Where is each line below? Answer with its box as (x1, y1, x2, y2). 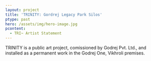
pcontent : (5, 26, 26, 31)
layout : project (5, 7, 39, 13)
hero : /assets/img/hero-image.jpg (5, 21, 78, 27)
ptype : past (5, 17, 30, 22)
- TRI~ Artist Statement (10, 31, 62, 36)
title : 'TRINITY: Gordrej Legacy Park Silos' (5, 12, 102, 17)
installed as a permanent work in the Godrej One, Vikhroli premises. (5, 50, 145, 56)
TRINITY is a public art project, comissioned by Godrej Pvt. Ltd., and (5, 45, 146, 50)
